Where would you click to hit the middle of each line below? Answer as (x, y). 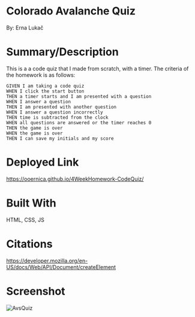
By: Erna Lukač (25, 28)
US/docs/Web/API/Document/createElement (61, 267)
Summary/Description (62, 52)
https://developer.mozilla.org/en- (47, 261)
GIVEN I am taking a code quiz (45, 86)
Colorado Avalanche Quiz (71, 11)
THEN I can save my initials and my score (60, 138)
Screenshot (36, 291)
